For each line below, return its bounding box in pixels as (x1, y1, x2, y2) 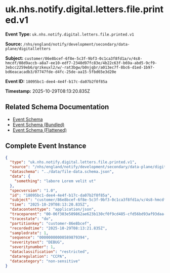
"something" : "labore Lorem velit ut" (14, 178, 96, 183)
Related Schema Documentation (5, 103, 109, 111)
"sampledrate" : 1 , (10, 230, 49, 236)
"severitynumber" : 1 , (10, 245, 56, 250)
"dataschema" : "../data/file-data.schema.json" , (10, 169, 114, 174)
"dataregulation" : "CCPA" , (10, 254, 67, 259)
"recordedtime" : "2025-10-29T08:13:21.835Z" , (10, 225, 108, 231)
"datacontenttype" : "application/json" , (10, 207, 96, 212)
